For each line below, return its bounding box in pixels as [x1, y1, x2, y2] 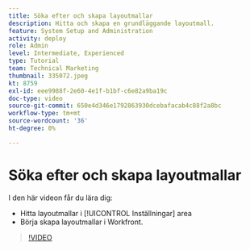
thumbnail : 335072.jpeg [8, 72, 89, 80]
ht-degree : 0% [8, 124, 56, 132]
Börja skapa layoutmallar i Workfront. [19, 217, 144, 227]
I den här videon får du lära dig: [8, 193, 113, 202]
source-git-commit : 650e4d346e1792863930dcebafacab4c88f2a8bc [8, 102, 222, 110]
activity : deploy [8, 34, 67, 43]
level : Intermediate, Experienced [8, 49, 125, 57]
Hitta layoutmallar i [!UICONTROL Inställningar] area [19, 208, 192, 218]
